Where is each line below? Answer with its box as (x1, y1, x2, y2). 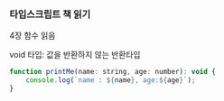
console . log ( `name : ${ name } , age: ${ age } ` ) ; (25, 76, 196, 85)
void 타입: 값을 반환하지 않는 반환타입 (9, 50, 141, 60)
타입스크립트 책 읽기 (9, 7, 91, 20)
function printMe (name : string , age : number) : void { (9, 68, 217, 77)
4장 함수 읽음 (9, 30, 56, 41)
